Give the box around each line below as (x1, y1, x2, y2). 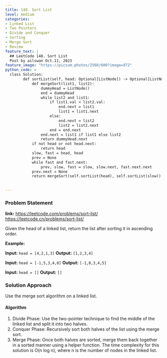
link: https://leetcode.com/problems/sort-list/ (5, 211, 98, 217)
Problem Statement (5, 199, 53, 206)
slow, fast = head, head (31, 151, 83, 156)
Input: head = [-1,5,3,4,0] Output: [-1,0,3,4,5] (5, 260, 107, 266)
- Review (5, 44, 23, 49)
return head (40, 146, 66, 151)
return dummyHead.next (40, 137, 88, 142)
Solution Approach (5, 282, 52, 289)
